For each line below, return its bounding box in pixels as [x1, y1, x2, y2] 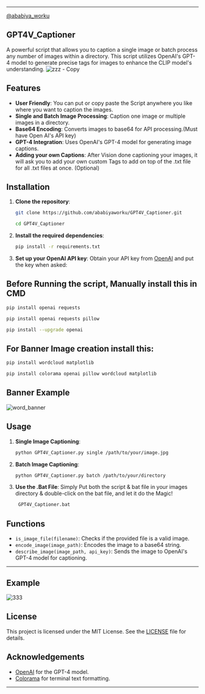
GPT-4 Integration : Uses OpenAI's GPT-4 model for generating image [15, 138, 192, 145]
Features [6, 83, 41, 93]
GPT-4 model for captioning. [15, 554, 87, 562]
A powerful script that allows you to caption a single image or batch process [6, 46, 198, 53]
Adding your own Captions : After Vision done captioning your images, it [15, 151, 198, 159]
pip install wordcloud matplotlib [6, 360, 95, 366]
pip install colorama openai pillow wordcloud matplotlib [6, 370, 157, 377]
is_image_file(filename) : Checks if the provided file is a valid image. [15, 535, 190, 542]
